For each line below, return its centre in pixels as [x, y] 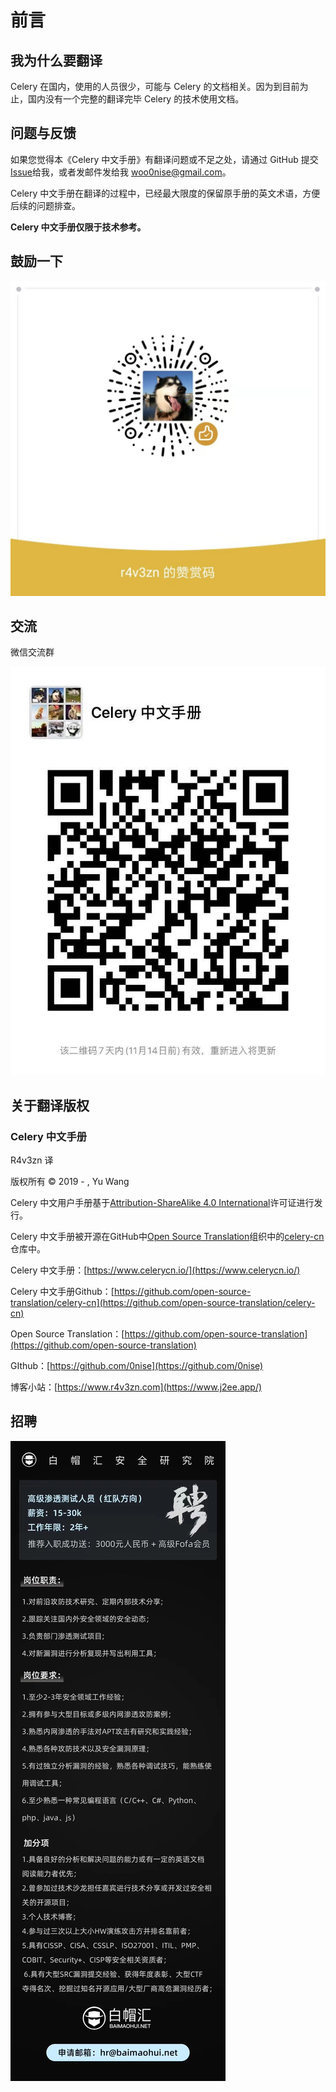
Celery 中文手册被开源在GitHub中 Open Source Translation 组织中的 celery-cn [167, 1236]
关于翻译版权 [50, 1105]
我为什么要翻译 [56, 60]
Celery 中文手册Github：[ [62, 1291]
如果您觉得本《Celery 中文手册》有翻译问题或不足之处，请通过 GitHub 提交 [164, 159]
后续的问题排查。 [45, 205]
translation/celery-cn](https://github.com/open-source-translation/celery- [163, 1302]
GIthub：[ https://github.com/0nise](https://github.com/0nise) [137, 1365]
